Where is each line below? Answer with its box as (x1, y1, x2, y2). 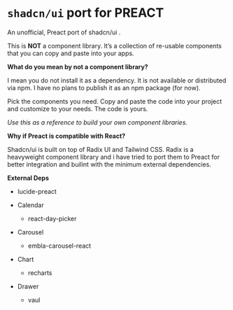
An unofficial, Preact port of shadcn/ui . (7, 28, 121, 36)
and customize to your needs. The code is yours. (7, 104, 148, 113)
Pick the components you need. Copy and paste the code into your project (7, 97, 223, 106)
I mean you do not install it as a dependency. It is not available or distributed (7, 76, 227, 85)
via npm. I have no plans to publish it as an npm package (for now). (7, 83, 201, 92)
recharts (27, 268, 52, 277)
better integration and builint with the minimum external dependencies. (7, 160, 211, 169)
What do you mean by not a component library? (7, 62, 148, 71)
